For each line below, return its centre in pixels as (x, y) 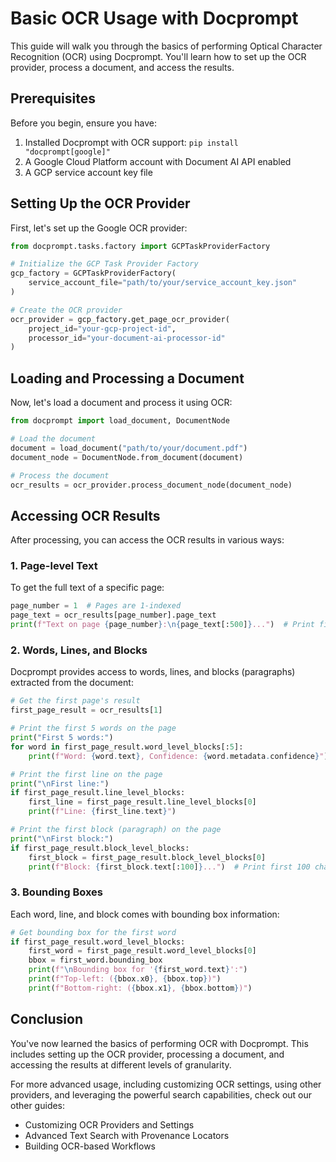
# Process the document (60, 475)
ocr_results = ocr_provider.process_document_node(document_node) (151, 485)
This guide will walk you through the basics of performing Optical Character (166, 46)
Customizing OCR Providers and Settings (109, 1124)
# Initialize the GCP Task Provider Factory (104, 264)
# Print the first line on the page (86, 774)
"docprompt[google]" (67, 152)
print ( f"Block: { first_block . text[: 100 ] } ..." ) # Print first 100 (169, 867)
